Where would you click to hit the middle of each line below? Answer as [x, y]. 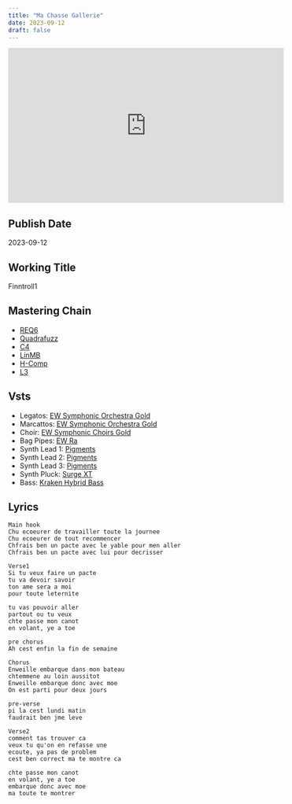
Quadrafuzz [39, 338]
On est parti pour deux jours [58, 690]
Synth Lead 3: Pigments [58, 466]
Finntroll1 [23, 286]
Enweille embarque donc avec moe [63, 684]
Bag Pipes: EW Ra [48, 441]
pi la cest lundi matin [47, 711]
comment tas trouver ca [47, 739]
